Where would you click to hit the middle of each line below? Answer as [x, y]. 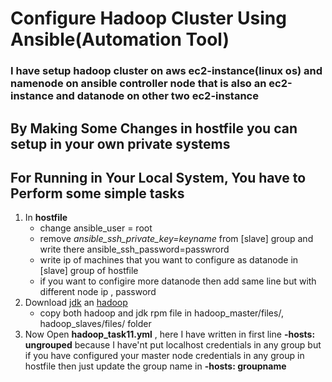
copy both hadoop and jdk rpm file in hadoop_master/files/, [161, 313]
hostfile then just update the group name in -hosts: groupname [155, 366]
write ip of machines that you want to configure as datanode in [169, 260]
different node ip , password [98, 292]
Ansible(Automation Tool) [120, 39]
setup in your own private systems [120, 143]
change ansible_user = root [96, 228]
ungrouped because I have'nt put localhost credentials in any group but [173, 345]
